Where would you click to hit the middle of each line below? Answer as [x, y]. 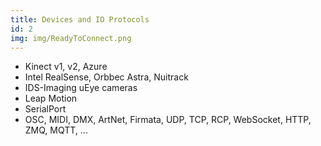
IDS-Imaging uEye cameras [81, 88]
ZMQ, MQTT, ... [56, 130]
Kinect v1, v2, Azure [66, 67]
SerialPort [45, 109]
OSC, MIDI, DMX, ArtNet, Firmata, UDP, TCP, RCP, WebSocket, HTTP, [168, 120]
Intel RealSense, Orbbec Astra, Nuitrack [106, 77]
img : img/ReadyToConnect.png [71, 38]
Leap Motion [51, 98]
